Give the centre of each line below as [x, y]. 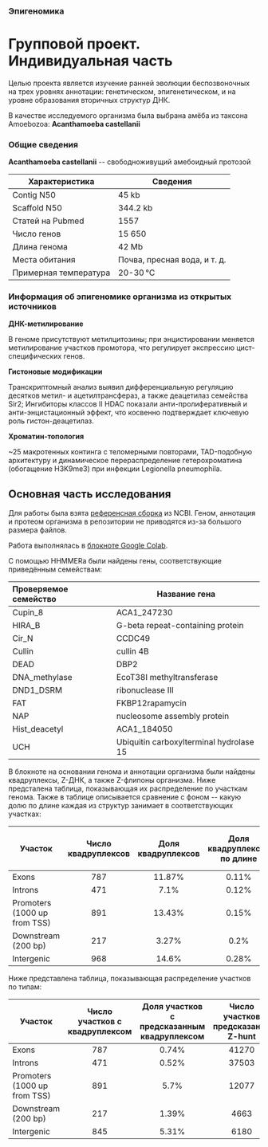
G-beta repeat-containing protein [180, 626]
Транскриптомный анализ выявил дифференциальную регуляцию [121, 387]
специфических [35, 356]
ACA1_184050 [144, 729]
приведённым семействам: [55, 570]
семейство [35, 599]
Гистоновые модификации [55, 371]
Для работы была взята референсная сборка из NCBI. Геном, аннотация [132, 513]
